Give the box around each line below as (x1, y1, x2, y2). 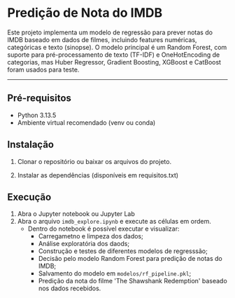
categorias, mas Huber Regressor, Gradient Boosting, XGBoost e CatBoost (7, 57, 222, 66)
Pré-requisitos (7, 93, 72, 104)
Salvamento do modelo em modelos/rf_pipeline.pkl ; (38, 269, 192, 278)
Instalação (7, 139, 55, 151)
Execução (7, 191, 52, 203)
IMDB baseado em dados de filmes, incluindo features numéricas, (7, 35, 197, 43)
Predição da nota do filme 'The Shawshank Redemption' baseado (38, 277, 227, 285)
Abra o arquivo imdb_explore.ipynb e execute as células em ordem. (17, 217, 211, 226)
